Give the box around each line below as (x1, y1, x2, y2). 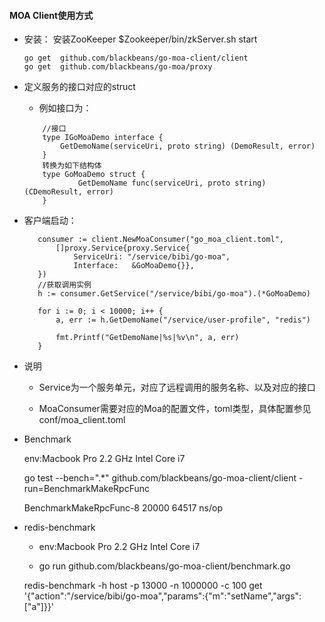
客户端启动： (23, 215, 77, 227)
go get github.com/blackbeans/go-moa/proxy (23, 62, 213, 72)
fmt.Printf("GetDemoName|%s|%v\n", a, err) (55, 333, 240, 343)
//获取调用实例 (37, 280, 92, 290)
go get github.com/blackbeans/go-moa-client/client (23, 53, 249, 64)
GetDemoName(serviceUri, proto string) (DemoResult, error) (60, 141, 316, 152)
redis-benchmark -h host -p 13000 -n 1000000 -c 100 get (23, 580, 263, 592)
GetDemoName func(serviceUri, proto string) (77, 178, 267, 189)
